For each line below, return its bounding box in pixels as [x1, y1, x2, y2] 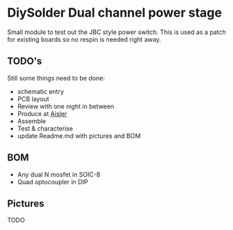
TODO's [7, 56, 42, 67]
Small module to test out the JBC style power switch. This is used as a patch [7, 28, 226, 36]
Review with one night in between [17, 102, 115, 110]
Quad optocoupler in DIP [17, 177, 88, 186]
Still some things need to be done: [7, 74, 106, 82]
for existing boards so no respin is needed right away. [7, 35, 161, 43]
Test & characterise [17, 124, 73, 133]
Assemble [17, 117, 47, 125]
